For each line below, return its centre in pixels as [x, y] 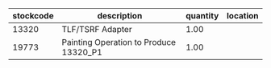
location [243, 16]
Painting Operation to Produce [119, 42]
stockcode [33, 16]
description [120, 16]
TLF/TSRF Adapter [97, 29]
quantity [202, 16]
